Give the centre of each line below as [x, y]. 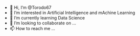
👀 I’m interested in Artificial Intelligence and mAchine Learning [72, 13]
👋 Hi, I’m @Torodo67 [30, 8]
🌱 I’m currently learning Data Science [47, 18]
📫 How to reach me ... [32, 28]
